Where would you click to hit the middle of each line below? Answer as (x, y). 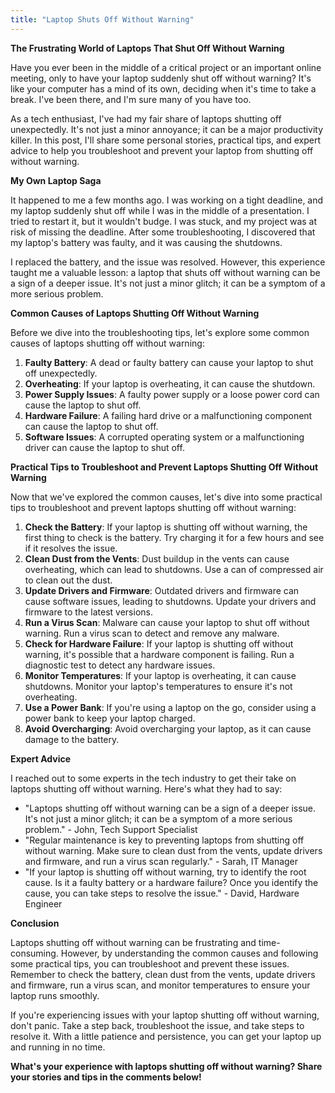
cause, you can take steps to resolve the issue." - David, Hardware (162, 893)
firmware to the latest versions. (88, 612)
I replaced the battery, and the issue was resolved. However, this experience (168, 262)
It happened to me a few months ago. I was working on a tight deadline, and (167, 200)
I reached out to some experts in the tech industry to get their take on (153, 778)
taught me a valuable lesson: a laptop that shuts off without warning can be (165, 272)
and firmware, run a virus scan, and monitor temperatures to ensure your (160, 985)
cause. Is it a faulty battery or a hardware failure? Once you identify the (171, 882)
